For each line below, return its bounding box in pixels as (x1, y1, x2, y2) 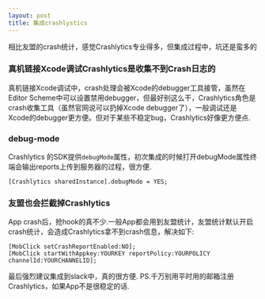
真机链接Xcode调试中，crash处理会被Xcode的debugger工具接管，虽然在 (8, 82, 246, 92)
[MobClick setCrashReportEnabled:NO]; (8, 243, 136, 251)
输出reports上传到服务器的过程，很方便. (21, 162, 152, 171)
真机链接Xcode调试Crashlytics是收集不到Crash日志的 (8, 63, 216, 75)
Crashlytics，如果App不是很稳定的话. (8, 282, 130, 291)
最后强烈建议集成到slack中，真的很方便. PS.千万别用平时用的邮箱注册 (8, 271, 235, 282)
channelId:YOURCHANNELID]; (8, 257, 97, 265)
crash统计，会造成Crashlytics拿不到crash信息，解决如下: (8, 227, 195, 236)
